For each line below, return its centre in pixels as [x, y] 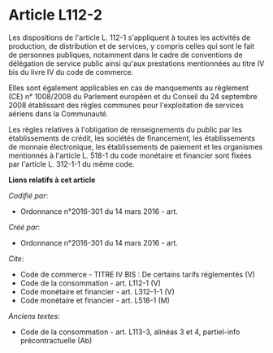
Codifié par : [28, 195]
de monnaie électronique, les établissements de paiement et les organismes [136, 146]
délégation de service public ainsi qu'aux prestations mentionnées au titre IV [136, 63]
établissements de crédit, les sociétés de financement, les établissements [132, 138]
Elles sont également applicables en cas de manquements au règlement [129, 88]
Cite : [16, 259]
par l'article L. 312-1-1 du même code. [71, 163]
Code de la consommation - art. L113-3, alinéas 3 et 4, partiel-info [130, 332]
